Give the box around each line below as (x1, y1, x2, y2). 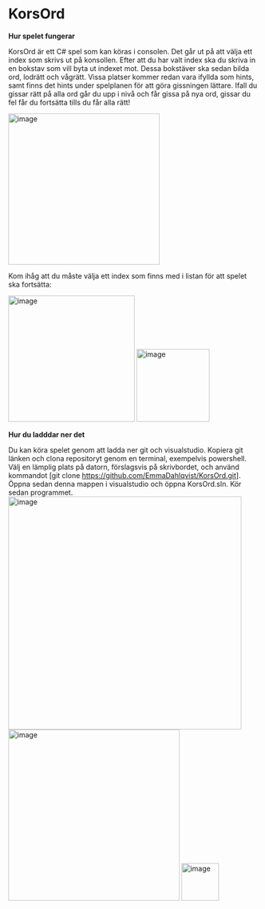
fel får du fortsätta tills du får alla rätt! (8, 97, 131, 107)
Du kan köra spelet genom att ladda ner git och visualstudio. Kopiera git (8, 445, 243, 455)
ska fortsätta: (8, 279, 52, 289)
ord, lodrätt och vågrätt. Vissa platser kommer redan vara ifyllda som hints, (8, 72, 255, 81)
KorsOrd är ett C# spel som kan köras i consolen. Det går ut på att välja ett (8, 46, 253, 56)
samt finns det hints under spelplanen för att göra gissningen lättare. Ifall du (8, 81, 258, 90)
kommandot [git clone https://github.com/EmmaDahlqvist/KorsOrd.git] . (8, 470, 241, 480)
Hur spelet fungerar (8, 31, 76, 41)
